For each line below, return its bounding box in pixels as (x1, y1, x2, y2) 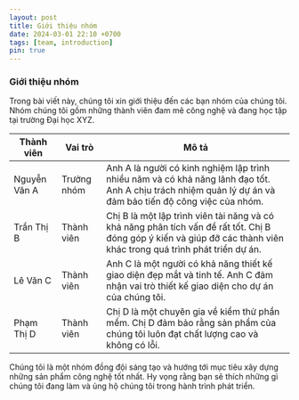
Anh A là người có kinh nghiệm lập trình (106, 162, 270, 175)
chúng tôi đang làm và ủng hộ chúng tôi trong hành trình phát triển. (9, 380, 255, 392)
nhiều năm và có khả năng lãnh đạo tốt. (106, 173, 271, 185)
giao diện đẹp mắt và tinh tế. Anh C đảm (106, 269, 273, 282)
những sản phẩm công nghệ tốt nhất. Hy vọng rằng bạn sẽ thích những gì (9, 371, 279, 382)
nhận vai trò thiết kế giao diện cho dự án (106, 280, 274, 292)
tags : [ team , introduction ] (9, 37, 114, 47)
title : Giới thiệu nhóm (9, 21, 98, 30)
